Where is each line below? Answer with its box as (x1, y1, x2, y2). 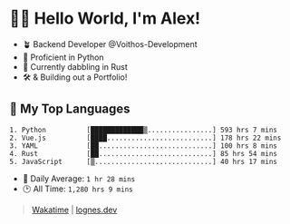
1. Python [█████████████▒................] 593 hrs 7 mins (9, 125, 278, 134)
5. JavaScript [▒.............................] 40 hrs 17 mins (9, 157, 278, 166)
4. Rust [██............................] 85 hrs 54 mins (9, 149, 278, 158)
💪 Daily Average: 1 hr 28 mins (22, 172, 136, 184)
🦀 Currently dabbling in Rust (22, 61, 129, 72)
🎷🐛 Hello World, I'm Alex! (9, 8, 201, 29)
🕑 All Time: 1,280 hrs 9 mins (22, 183, 133, 194)
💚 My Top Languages (9, 102, 130, 117)
